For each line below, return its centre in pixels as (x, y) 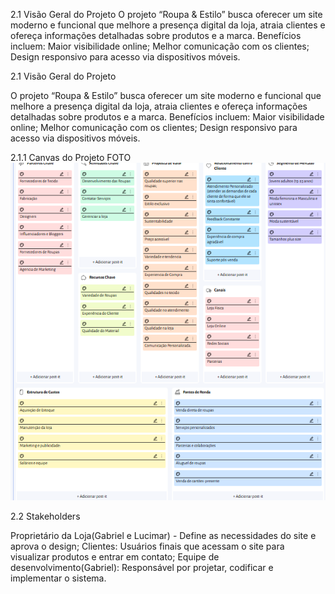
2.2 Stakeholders (45, 516)
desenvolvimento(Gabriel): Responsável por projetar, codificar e (142, 568)
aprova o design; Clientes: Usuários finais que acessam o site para (147, 546)
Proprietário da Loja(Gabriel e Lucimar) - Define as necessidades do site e (163, 536)
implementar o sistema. (58, 578)
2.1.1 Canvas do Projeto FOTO (71, 157)
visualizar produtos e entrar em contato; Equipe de (115, 557)
